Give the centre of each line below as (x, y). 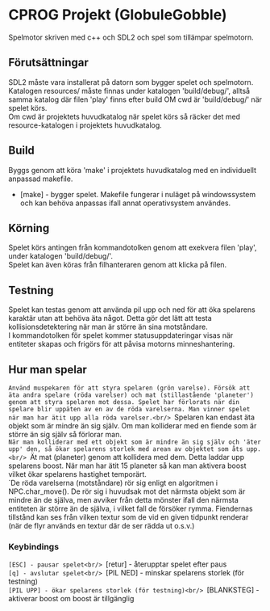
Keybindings (33, 546)
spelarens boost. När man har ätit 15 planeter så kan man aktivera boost (128, 466)
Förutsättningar (48, 63)
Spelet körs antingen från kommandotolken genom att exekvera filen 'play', (133, 247)
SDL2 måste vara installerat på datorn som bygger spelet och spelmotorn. (131, 82)
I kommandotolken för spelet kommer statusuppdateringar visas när (121, 335)
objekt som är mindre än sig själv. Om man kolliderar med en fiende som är (133, 426)
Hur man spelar (48, 369)
